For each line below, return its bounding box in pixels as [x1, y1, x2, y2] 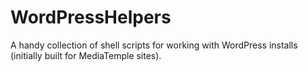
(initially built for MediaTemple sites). [10, 49, 162, 61]
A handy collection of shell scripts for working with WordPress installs [10, 39, 298, 51]
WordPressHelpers [10, 6, 172, 29]
